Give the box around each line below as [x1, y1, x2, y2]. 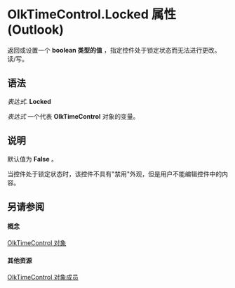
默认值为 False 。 [7, 155, 58, 163]
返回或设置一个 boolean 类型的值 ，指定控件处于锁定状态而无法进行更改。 [7, 46, 221, 54]
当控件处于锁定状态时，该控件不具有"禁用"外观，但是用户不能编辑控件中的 [7, 169, 222, 178]
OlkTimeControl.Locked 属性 [7, 6, 177, 22]
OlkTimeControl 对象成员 [7, 273, 79, 282]
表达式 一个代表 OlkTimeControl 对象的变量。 [7, 112, 140, 120]
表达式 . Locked [7, 97, 51, 105]
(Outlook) [7, 22, 65, 38]
